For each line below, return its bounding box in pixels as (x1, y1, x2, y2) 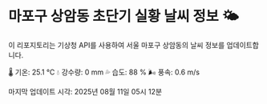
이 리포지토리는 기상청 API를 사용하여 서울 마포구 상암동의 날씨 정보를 (8, 40, 225, 50)
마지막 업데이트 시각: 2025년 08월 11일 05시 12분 (8, 86, 163, 96)
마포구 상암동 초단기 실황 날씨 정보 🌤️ (8, 7, 239, 26)
